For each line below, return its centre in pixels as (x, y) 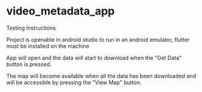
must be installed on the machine (48, 46)
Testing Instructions (31, 28)
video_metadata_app (61, 11)
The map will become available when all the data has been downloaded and (101, 76)
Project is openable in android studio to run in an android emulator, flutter (98, 39)
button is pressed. (29, 64)
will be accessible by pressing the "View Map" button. (74, 82)
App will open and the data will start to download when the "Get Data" (94, 57)
